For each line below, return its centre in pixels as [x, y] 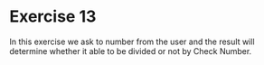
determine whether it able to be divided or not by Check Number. [131, 51]
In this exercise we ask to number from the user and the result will [132, 42]
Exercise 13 [53, 17]
